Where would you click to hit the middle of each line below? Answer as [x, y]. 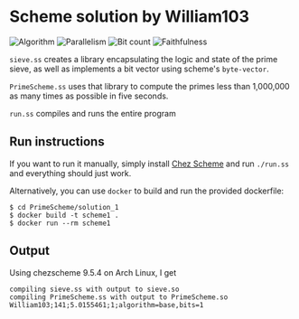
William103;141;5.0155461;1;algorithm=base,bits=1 [107, 305]
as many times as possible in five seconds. [89, 96]
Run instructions [57, 142]
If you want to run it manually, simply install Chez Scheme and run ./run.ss [149, 164]
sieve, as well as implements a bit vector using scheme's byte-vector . [139, 69]
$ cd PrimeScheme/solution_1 [64, 207]
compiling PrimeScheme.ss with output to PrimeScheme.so [119, 297]
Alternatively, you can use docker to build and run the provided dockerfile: [147, 191]
